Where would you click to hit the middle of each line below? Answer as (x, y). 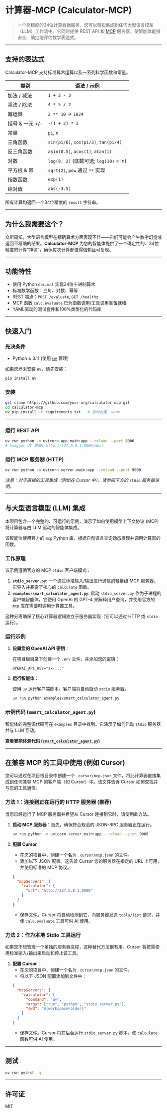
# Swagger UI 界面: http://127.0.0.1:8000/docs (55, 446)
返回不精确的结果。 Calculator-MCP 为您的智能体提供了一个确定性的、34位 (82, 243)
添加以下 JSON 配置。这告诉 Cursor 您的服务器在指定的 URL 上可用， (91, 861)
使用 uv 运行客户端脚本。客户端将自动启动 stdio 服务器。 (71, 689)
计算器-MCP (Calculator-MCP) (69, 10)
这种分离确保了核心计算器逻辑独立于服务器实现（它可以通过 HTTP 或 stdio (82, 617)
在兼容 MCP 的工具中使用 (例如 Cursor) (65, 763)
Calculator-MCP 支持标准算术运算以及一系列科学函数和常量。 (68, 72)
